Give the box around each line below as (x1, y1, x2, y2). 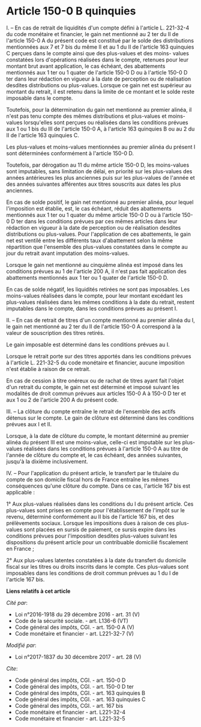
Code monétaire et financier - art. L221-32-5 (14, 714, 125, 722)
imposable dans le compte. (6, 94, 73, 102)
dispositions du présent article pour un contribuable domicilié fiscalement (6, 538, 188, 545)
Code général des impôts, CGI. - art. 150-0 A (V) (14, 624, 135, 631)
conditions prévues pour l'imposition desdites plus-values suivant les (6, 532, 178, 539)
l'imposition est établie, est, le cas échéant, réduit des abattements (6, 204, 172, 212)
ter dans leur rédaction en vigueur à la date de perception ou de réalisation (6, 75, 191, 82)
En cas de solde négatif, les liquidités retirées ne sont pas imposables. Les (6, 286, 190, 293)
